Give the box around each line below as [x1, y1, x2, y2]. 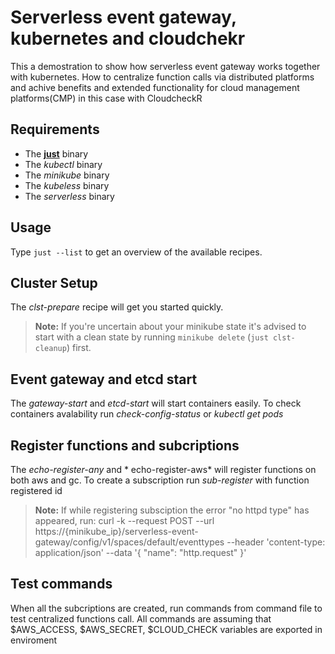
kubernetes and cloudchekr [10, 27, 246, 50]
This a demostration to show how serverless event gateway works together [10, 60, 321, 72]
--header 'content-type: [226, 536, 326, 548]
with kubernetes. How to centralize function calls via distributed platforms [10, 71, 315, 83]
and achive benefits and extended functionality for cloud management [10, 81, 300, 93]
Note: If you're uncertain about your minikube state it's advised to [34, 321, 307, 333]
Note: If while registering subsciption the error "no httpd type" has [34, 504, 310, 516]
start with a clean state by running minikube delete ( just [34, 331, 269, 343]
